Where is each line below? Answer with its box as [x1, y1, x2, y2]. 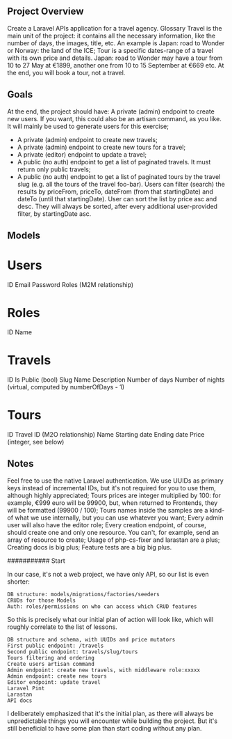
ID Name [7, 327, 33, 336]
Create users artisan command [7, 660, 95, 667]
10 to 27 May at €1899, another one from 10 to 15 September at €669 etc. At [7, 61, 224, 69]
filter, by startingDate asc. [17, 209, 92, 218]
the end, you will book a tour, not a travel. [7, 68, 126, 77]
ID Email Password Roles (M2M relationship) [7, 280, 134, 288]
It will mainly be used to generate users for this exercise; [7, 122, 169, 130]
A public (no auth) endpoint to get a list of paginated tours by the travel [17, 172, 221, 180]
